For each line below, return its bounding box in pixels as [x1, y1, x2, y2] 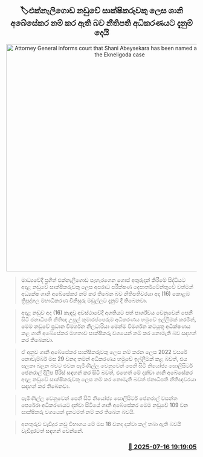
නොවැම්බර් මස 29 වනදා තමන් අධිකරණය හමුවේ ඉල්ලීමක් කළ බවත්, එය [21, 355, 187, 362]
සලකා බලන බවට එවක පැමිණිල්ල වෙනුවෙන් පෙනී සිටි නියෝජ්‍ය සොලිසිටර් [21, 362, 193, 369]
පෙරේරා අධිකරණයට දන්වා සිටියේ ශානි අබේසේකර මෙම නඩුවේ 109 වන [21, 401, 188, 409]
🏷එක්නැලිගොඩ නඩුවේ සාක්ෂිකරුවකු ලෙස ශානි [20, 5, 183, 16]
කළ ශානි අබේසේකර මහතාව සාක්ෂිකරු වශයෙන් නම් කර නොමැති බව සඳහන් [21, 329, 197, 336]
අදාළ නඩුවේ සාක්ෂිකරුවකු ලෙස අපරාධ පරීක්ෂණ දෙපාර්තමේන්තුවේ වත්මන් [21, 283, 194, 290]
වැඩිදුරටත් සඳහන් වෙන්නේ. [21, 427, 83, 434]
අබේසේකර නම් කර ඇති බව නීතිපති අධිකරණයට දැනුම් [10, 18, 193, 28]
